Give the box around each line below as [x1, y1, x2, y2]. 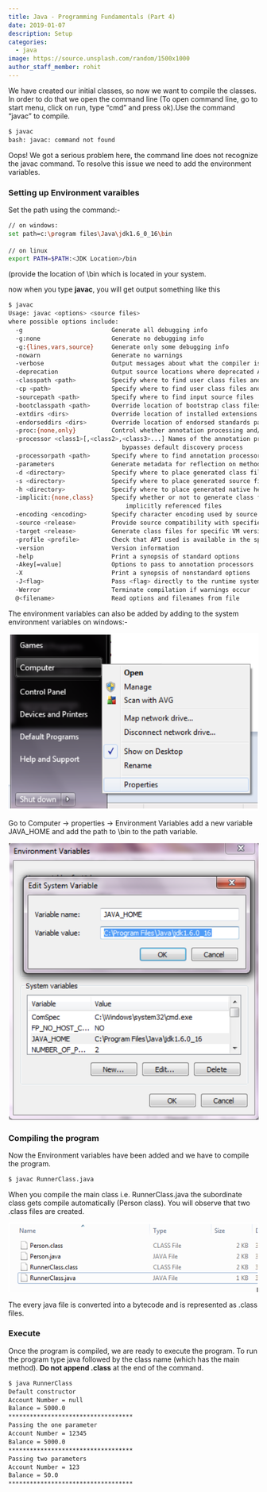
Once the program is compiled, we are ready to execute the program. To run [8, 1346, 258, 1355]
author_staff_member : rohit [8, 64, 102, 72]
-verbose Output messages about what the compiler [15, 360, 250, 368]
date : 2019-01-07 [8, 21, 66, 29]
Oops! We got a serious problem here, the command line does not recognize [8, 150, 258, 160]
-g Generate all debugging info [15, 326, 208, 334]
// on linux [8, 246, 48, 254]
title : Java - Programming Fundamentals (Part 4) [8, 13, 176, 21]
